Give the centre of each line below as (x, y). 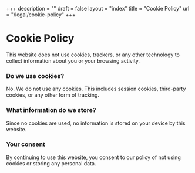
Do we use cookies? (35, 76)
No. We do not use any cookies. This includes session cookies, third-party (96, 89)
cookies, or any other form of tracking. (53, 95)
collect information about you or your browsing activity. (73, 60)
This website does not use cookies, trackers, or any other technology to (93, 55)
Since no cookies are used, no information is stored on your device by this (96, 123)
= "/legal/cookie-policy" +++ (41, 15)
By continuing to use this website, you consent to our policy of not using (93, 157)
